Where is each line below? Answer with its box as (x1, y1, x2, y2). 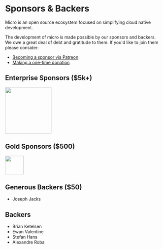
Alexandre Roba (12, 239, 45, 245)
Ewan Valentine (12, 229, 44, 235)
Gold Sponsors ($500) (5, 142, 75, 151)
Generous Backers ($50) (5, 183, 82, 191)
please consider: (5, 44, 39, 50)
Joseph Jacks (12, 196, 41, 202)
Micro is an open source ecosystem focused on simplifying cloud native (5, 19, 151, 25)
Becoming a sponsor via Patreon (12, 54, 79, 60)
